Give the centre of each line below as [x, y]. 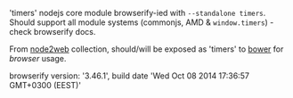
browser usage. [38, 58]
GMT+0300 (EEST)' [45, 85]
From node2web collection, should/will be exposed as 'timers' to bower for [146, 49]
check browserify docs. [53, 32]
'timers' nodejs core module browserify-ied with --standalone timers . [138, 13]
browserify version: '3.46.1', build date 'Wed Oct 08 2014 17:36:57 [129, 76]
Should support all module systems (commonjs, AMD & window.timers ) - [142, 22]
